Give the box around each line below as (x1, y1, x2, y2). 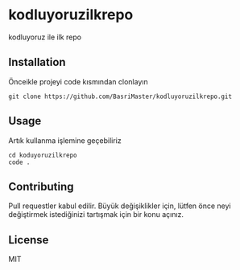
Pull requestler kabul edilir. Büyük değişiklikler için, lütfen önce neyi (8, 201, 231, 211)
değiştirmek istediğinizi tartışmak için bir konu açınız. (8, 210, 184, 219)
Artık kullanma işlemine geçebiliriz (8, 135, 122, 145)
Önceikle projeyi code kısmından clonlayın (8, 76, 148, 86)
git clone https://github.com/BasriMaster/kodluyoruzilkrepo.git (8, 92, 232, 100)
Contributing (8, 179, 74, 194)
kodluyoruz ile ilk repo (8, 32, 82, 42)
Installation (8, 55, 66, 69)
